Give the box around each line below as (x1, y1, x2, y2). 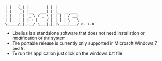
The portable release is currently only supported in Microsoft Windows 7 (12, 40, 157, 46)
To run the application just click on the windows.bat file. (12, 50, 124, 56)
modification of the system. (12, 35, 67, 41)
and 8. (12, 46, 25, 51)
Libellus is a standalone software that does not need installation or (12, 30, 145, 36)
